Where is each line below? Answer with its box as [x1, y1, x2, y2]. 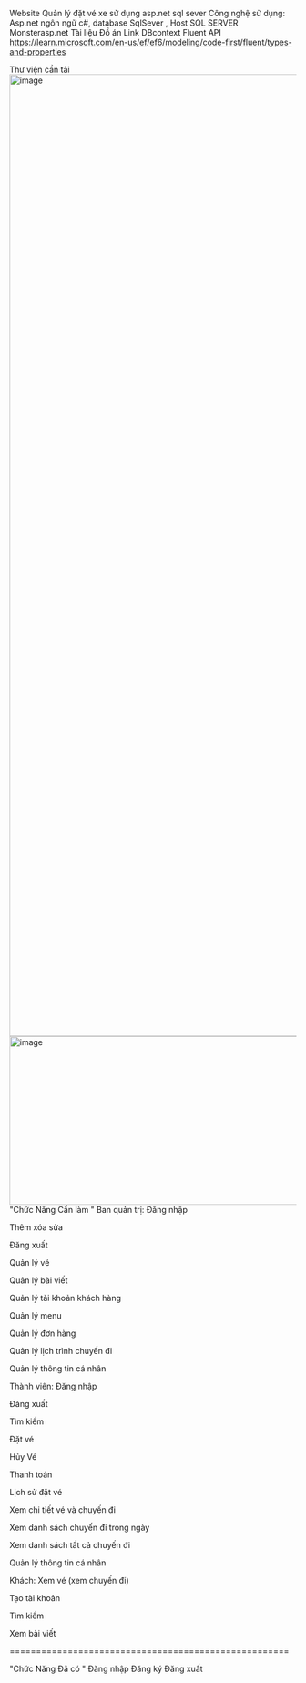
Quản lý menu [9, 1310, 62, 1320]
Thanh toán [9, 1469, 53, 1480]
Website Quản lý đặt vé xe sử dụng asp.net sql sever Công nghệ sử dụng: [9, 8, 285, 18]
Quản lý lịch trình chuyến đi [9, 1346, 113, 1356]
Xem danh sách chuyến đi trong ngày [9, 1522, 150, 1533]
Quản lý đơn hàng [9, 1328, 76, 1339]
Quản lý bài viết [9, 1275, 68, 1286]
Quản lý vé [9, 1257, 50, 1267]
